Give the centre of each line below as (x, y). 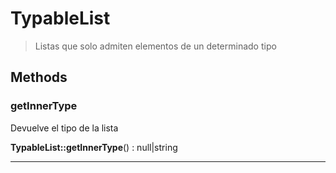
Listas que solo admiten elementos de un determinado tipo (155, 46)
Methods (39, 77)
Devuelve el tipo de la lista (64, 128)
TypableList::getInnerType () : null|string (94, 147)
